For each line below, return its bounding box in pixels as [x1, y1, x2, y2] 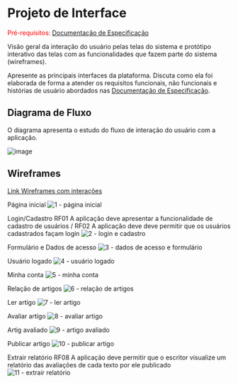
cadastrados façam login [7, 229, 80, 237]
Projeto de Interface [7, 5, 127, 21]
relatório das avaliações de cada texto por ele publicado [7, 360, 171, 369]
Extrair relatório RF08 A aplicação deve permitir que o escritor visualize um [7, 353, 227, 362]
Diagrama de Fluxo [7, 107, 92, 119]
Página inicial [7, 200, 46, 209]
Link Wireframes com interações [7, 186, 103, 195]
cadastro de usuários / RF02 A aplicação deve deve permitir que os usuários [7, 222, 231, 230]
